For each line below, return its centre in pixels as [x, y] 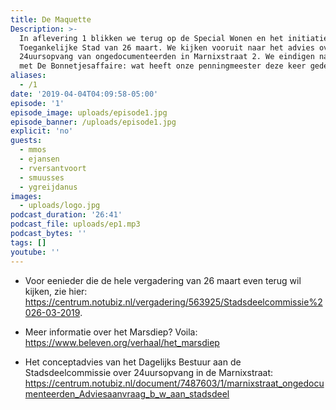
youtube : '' [35, 252]
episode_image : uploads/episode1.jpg [89, 112]
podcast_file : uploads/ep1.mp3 [75, 224]
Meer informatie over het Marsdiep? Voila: [111, 332]
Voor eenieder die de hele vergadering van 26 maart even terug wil [163, 280]
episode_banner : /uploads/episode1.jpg [93, 122]
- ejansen [39, 159]
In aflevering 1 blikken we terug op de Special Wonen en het [151, 38]
